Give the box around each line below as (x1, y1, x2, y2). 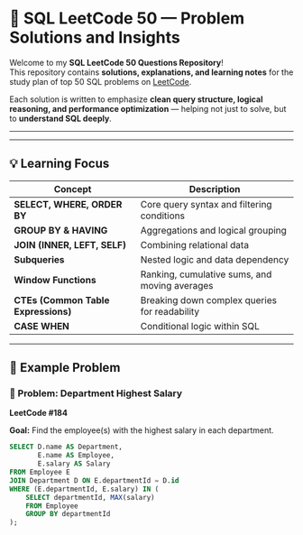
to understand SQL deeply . (9, 113, 113, 124)
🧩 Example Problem (9, 360, 121, 375)
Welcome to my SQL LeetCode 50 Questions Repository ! (9, 57, 224, 68)
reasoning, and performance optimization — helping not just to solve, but (9, 103, 287, 114)
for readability (140, 305, 200, 318)
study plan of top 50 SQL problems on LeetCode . (9, 76, 192, 87)
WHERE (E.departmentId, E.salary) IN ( (9, 484, 160, 493)
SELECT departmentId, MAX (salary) (25, 493, 155, 502)
